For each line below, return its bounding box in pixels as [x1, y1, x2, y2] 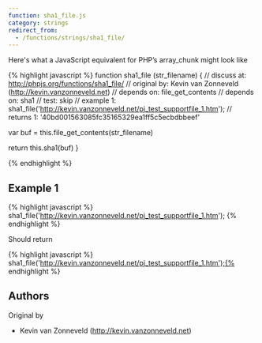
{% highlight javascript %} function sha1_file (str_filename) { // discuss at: [8, 70, 247, 80]
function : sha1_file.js [8, 11, 87, 20]
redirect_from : [8, 26, 58, 34]
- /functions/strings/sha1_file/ [15, 33, 125, 42]
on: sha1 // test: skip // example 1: [8, 96, 117, 105]
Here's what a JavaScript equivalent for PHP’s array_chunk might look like [8, 55, 249, 65]
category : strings [8, 19, 69, 27]
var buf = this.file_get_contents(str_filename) [8, 128, 154, 138]
